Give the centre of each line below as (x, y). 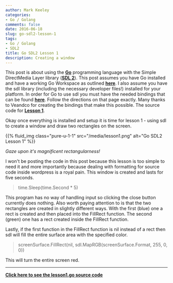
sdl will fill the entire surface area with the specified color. (66, 235)
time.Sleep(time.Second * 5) (48, 187)
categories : (18, 15)
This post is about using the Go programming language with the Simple (81, 72)
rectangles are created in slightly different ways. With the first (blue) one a (84, 209)
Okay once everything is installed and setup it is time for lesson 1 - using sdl (86, 121)
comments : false (23, 24)
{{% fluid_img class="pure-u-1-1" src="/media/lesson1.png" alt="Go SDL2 (84, 136)
